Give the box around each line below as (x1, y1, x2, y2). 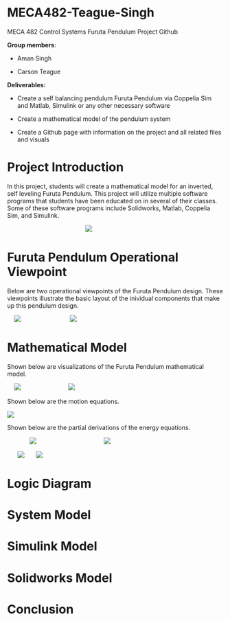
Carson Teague (16, 67, 61, 76)
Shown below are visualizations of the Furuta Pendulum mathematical (7, 362, 205, 370)
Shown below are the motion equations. (7, 397, 119, 405)
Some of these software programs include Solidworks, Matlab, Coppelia (7, 204, 211, 212)
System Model (7, 507, 91, 523)
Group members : (7, 41, 56, 49)
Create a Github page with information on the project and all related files (16, 128, 222, 136)
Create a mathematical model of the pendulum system (16, 115, 171, 123)
